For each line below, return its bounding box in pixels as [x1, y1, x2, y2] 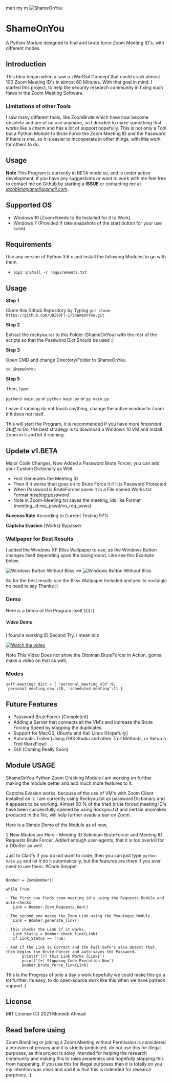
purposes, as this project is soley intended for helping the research [6, 1050, 147, 1056]
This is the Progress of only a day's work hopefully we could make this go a [6, 971, 165, 978]
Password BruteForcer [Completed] [13, 714, 89, 720]
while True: [6, 887, 31, 892]
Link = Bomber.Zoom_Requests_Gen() [12, 904, 89, 910]
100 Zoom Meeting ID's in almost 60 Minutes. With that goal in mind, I [6, 79, 153, 85]
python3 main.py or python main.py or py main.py [6, 395, 110, 402]
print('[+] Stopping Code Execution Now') [21, 958, 114, 963]
